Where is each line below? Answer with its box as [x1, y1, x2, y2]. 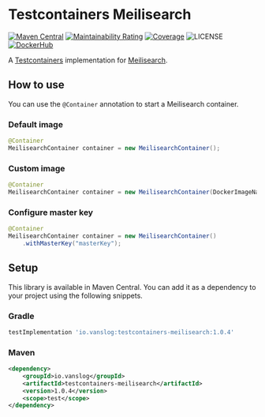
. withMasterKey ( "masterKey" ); [22, 239, 122, 247]
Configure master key [8, 207, 93, 218]
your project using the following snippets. [8, 291, 144, 300]
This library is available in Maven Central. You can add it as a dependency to [8, 282, 256, 291]
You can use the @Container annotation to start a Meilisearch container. [8, 99, 239, 108]
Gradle [8, 310, 35, 321]
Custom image [8, 163, 65, 174]
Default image [8, 118, 63, 130]
